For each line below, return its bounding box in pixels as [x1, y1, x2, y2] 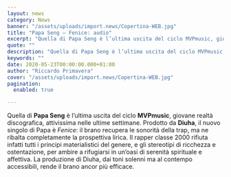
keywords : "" [7, 55, 45, 62]
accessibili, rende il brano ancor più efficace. [7, 163, 135, 171]
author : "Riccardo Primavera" [7, 67, 94, 74]
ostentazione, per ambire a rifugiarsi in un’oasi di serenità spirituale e [7, 148, 203, 156]
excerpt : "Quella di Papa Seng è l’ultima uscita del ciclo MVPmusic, [7, 36, 214, 43]
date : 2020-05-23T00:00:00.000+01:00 [7, 61, 115, 68]
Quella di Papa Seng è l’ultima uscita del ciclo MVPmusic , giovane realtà [7, 111, 213, 120]
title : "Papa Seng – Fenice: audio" [7, 29, 112, 36]
